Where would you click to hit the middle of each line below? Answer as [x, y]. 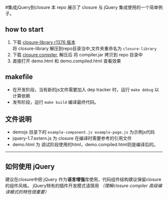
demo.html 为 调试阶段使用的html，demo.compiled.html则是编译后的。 [85, 145]
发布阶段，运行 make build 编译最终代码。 [55, 102]
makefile [19, 77]
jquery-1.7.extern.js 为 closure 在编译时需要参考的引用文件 [72, 138]
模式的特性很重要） [29, 192]
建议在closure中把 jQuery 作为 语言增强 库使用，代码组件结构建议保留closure [83, 180]
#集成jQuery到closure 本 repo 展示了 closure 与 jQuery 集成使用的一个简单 [82, 7]
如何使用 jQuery [30, 166]
